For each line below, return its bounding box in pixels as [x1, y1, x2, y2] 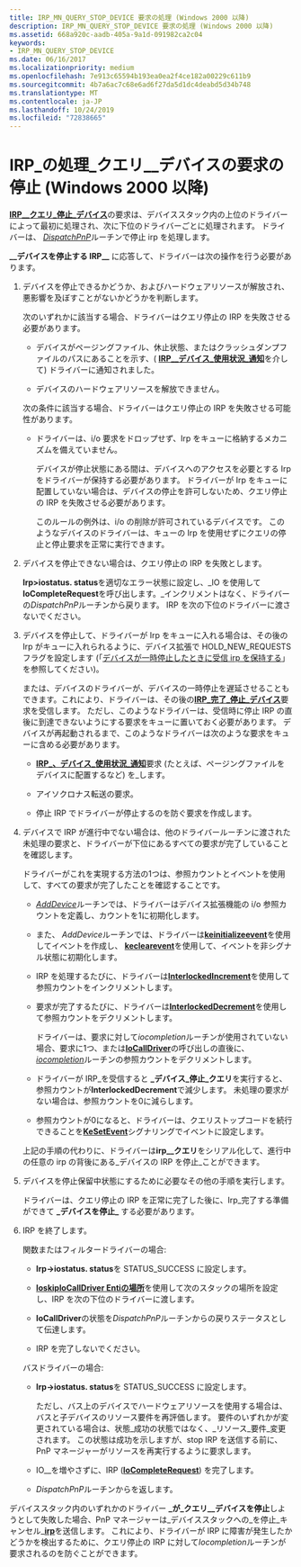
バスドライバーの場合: [22, 1363, 104, 1373]
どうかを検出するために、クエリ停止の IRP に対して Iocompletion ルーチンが [9, 1536, 287, 1548]
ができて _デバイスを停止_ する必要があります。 [22, 1206, 199, 1217]
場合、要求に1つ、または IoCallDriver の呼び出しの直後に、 [35, 1043, 250, 1054]
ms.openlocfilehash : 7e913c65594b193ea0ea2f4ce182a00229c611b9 [9, 72, 252, 81]
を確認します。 [22, 850, 78, 860]
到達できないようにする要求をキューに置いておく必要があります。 [38, 716, 281, 727]
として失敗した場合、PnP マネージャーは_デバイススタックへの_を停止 [16, 1514, 277, 1526]
